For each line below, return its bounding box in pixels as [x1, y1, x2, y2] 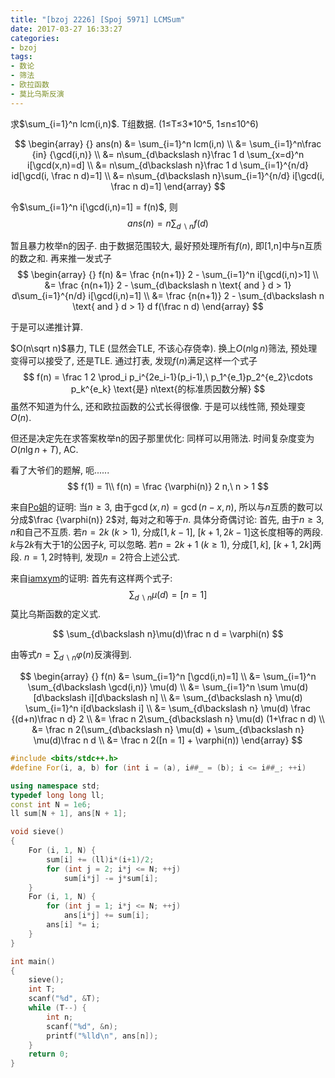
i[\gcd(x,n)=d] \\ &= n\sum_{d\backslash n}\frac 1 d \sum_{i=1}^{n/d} [27, 159, 309, 171]
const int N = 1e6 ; [10, 799, 92, 810]
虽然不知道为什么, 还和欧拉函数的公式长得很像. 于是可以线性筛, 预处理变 [10, 401, 306, 413]
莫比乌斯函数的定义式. [10, 608, 102, 620]
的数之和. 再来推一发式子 [10, 252, 112, 265]
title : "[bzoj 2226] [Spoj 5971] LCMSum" [10, 14, 186, 25]
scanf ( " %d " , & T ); [28, 994, 101, 1004]
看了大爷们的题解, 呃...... [10, 464, 110, 476]
